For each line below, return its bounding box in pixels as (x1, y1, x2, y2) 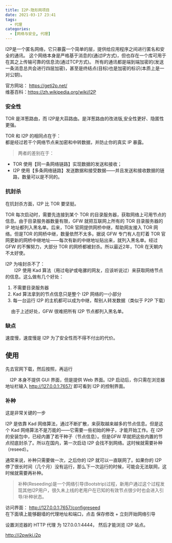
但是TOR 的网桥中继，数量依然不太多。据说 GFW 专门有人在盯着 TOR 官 (14, 231, 166, 237)
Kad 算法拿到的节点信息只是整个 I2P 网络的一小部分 (12, 290, 122, 297)
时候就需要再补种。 (5, 470, 46, 476)
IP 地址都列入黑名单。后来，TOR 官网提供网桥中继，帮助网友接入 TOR (5, 224, 153, 231)
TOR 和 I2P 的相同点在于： (5, 133, 61, 139)
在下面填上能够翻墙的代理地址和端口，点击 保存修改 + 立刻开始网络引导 (5, 511, 156, 517)
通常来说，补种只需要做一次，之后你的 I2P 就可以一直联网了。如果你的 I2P (5, 457, 162, 463)
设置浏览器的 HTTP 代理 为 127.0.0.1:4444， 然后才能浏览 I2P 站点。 (5, 522, 148, 528)
